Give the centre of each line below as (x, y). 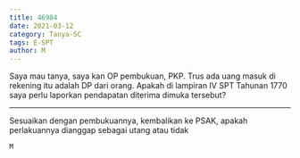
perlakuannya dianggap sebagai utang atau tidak (99, 130)
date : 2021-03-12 (42, 26)
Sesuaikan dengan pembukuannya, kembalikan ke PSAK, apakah (129, 121)
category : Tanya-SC (46, 34)
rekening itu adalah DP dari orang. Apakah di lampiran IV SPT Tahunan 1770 (148, 86)
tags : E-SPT (31, 42)
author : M (28, 51)
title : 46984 (33, 17)
